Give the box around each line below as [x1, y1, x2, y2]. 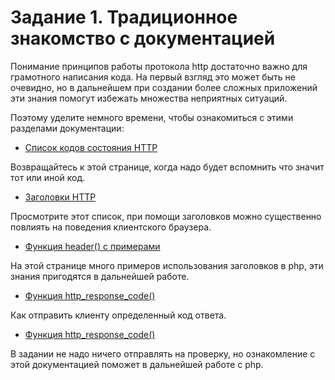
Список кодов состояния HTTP [24, 141, 158, 153]
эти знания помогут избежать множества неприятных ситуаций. [10, 92, 288, 104]
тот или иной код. [10, 171, 86, 183]
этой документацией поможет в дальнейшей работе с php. [10, 358, 264, 370]
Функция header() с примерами [24, 240, 161, 252]
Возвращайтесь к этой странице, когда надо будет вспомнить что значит [10, 161, 325, 173]
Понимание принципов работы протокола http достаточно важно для [10, 60, 308, 72]
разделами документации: [10, 122, 125, 134]
